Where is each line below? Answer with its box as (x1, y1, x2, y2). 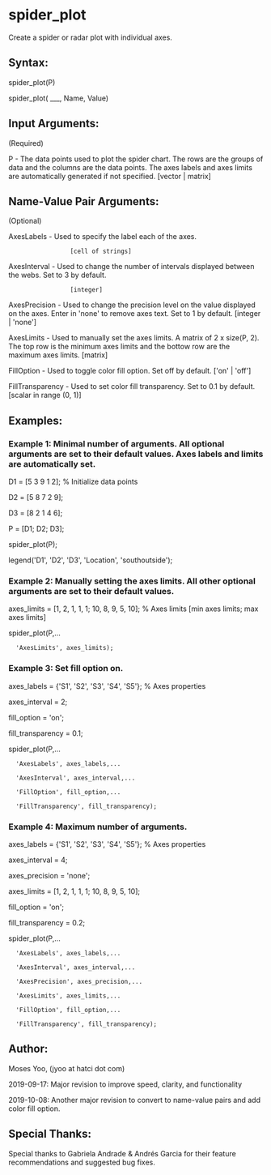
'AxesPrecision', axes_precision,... (15, 977, 143, 985)
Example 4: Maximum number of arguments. (8, 821, 188, 832)
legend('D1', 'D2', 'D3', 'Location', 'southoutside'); (8, 555, 173, 565)
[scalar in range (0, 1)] (8, 391, 83, 400)
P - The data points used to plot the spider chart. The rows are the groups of (8, 154, 264, 164)
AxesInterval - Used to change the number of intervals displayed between (8, 262, 255, 271)
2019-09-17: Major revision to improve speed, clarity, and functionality (8, 1079, 243, 1089)
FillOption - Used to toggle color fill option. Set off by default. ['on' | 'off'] (8, 366, 252, 376)
